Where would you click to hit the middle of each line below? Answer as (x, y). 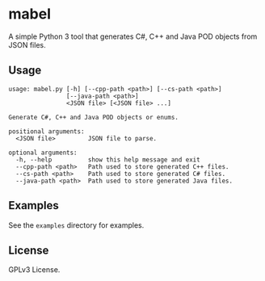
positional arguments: (46, 131)
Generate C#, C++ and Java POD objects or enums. (94, 117)
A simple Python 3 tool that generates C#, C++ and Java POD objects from (133, 36)
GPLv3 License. (34, 270)
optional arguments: (43, 153)
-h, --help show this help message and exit (108, 159)
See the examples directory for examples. (76, 225)
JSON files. (27, 44)
